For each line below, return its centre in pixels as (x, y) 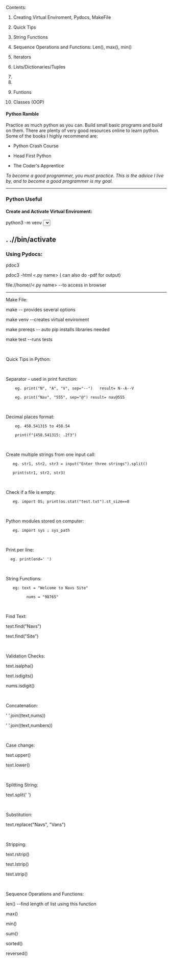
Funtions (22, 92)
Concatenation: (22, 706)
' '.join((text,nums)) (26, 715)
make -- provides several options (41, 310)
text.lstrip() (17, 864)
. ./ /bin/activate (31, 239)
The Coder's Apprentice (39, 166)
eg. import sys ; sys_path (41, 531)
